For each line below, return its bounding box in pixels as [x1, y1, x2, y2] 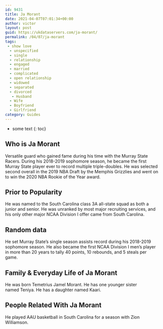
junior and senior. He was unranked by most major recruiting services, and [5, 206, 156, 212]
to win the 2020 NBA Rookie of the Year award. [5, 174, 101, 180]
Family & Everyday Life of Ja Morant [5, 269, 118, 277]
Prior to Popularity [5, 188, 62, 196]
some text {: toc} [12, 126, 47, 132]
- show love [7, 44, 32, 49]
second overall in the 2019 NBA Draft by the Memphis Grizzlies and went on [5, 168, 159, 174]
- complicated [9, 71, 38, 76]
